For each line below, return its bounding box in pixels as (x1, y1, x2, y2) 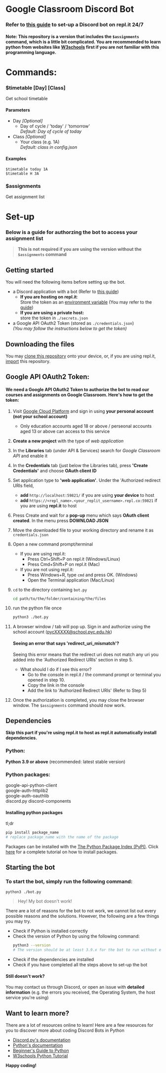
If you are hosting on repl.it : (20, 294, 78, 300)
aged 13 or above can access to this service (20, 428, 110, 434)
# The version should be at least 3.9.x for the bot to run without (12, 948, 157, 953)
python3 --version (12, 943, 51, 948)
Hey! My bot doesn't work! (17, 898, 72, 904)
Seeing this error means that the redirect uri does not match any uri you (12, 651, 159, 657)
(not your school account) (12, 413, 68, 419)
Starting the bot (5, 863, 55, 872)
